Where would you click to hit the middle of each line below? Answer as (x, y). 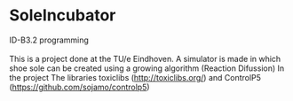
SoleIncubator (63, 16)
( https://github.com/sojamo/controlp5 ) (79, 87)
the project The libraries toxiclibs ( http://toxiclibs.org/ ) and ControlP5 (135, 77)
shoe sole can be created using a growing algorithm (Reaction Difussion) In (147, 68)
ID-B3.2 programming (49, 40)
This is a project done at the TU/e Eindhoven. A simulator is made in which (145, 58)
